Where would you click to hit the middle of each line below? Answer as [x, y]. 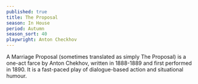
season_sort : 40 [27, 34]
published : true [27, 12]
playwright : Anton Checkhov [42, 40]
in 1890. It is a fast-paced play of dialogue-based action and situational [95, 69]
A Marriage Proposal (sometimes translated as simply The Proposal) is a [96, 57]
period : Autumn [25, 28]
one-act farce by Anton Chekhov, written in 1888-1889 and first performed [99, 63]
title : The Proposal [32, 17]
